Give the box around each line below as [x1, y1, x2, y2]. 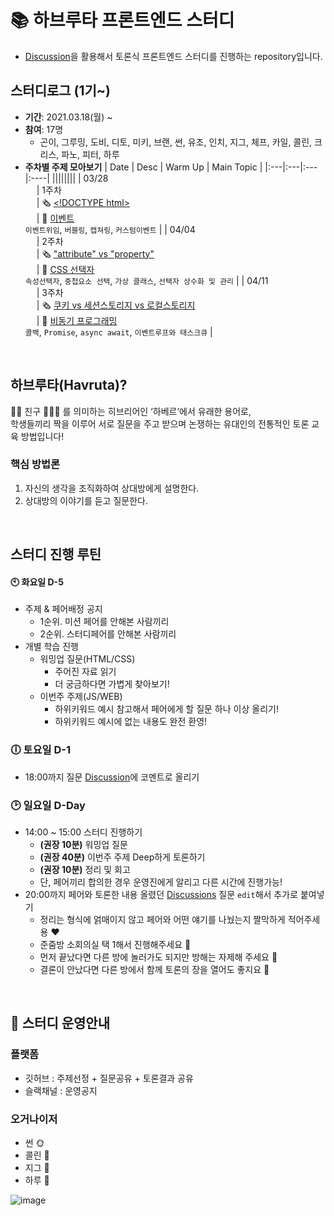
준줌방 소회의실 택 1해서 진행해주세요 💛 [39, 939, 192, 951]
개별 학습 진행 [24, 641, 79, 653]
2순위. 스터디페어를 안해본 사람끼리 [39, 628, 177, 640]
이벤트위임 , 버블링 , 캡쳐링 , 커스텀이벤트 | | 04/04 [24, 223, 196, 235]
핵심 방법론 [10, 457, 61, 471]
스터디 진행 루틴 [10, 546, 102, 563]
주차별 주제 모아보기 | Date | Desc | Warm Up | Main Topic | [24, 161, 263, 173]
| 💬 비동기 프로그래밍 [36, 314, 118, 326]
